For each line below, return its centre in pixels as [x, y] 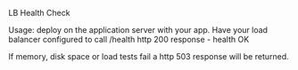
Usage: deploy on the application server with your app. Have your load [138, 30]
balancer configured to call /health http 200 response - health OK [129, 39]
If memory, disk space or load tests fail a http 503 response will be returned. [149, 56]
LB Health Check [39, 13]
